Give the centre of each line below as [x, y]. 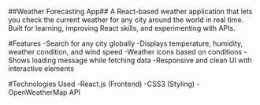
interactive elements [41, 69]
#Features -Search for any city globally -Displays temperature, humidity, [125, 43]
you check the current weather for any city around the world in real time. [126, 20]
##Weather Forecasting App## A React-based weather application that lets [130, 11]
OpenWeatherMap [38, 92]
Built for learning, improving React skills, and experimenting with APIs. [122, 28]
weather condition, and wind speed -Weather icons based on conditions [125, 52]
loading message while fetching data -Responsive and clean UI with [142, 60]
